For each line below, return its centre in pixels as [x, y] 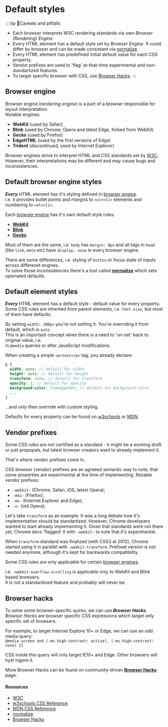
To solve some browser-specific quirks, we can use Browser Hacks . [76, 610]
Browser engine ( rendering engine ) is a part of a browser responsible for [80, 104]
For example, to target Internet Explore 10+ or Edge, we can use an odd [79, 631]
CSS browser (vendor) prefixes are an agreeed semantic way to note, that [82, 470]
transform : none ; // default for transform [56, 379]
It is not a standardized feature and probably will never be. [66, 583]
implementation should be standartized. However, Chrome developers [78, 521]
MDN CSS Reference [34, 709]
